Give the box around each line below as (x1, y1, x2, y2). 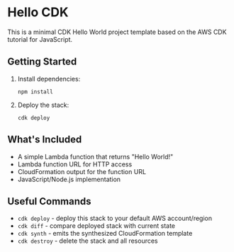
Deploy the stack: (17, 101, 69, 109)
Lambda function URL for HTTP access (17, 160, 133, 168)
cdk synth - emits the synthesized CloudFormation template (17, 229, 193, 238)
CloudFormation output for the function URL (17, 167, 147, 176)
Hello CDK (7, 4, 69, 21)
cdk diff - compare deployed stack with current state (17, 222, 176, 230)
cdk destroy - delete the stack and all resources (17, 236, 158, 245)
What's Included (7, 134, 82, 146)
